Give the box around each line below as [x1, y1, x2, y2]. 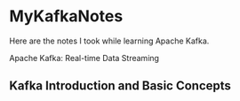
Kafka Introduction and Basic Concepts [9, 78, 231, 94]
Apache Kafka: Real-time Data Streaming [9, 52, 160, 63]
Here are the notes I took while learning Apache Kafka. [9, 35, 210, 46]
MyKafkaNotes [9, 6, 124, 27]
